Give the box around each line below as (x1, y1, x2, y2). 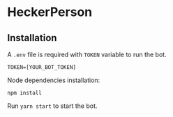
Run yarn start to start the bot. (7, 102, 98, 110)
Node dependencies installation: (7, 76, 100, 84)
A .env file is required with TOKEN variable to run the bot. (7, 50, 167, 58)
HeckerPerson (7, 4, 93, 20)
